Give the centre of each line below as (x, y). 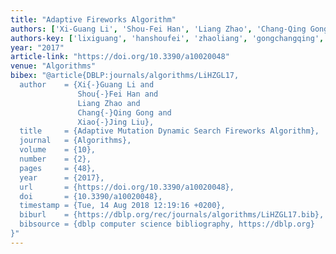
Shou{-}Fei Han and (118, 94)
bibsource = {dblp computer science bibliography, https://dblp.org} (167, 224)
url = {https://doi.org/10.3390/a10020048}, (127, 187)
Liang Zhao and (109, 103)
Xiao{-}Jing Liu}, (116, 122)
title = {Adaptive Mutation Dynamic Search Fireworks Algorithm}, (169, 131)
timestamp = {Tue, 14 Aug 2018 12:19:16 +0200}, (122, 206)
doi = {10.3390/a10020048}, (91, 196)
